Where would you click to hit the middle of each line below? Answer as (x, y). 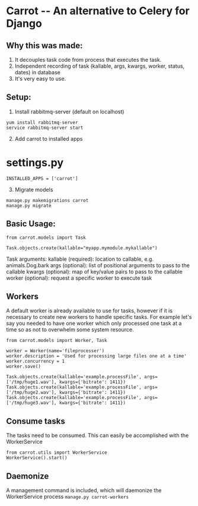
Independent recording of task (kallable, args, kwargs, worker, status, (100, 66)
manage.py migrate (29, 205)
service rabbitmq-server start (45, 128)
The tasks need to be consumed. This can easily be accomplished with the (98, 435)
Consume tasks (36, 421)
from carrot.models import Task (46, 238)
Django (24, 23)
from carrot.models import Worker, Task (57, 341)
